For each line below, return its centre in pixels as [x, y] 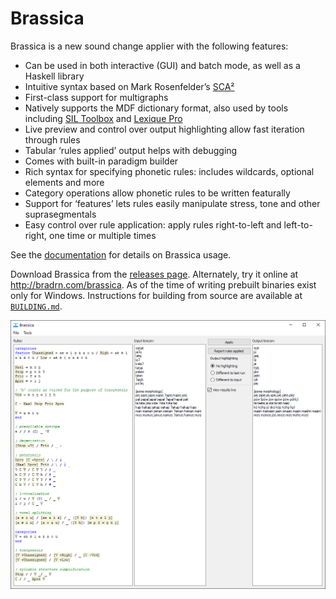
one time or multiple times [103, 235]
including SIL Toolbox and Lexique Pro [103, 118]
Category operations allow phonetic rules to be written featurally [157, 193]
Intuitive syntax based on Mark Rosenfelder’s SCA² [129, 86]
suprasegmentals [60, 214]
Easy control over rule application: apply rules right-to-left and [153, 224]
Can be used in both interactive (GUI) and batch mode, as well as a [162, 65]
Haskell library [54, 76]
